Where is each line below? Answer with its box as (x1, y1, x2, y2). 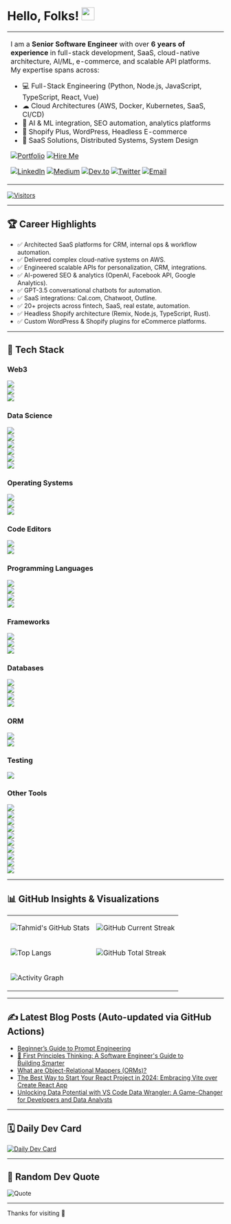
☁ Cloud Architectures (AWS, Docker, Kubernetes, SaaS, (22, 101, 206, 110)
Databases (7, 663, 44, 672)
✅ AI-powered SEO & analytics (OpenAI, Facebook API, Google (16, 271, 196, 279)
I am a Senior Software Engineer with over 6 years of (10, 39, 186, 48)
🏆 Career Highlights (7, 218, 97, 231)
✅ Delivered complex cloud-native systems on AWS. (16, 255, 166, 264)
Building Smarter (16, 1058, 65, 1067)
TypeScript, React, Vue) (22, 92, 100, 101)
